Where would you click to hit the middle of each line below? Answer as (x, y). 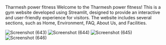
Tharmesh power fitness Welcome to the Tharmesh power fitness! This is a (83, 7)
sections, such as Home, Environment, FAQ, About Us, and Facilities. (76, 23)
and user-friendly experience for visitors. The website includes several (78, 18)
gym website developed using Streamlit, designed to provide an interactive (83, 12)
